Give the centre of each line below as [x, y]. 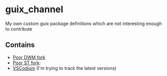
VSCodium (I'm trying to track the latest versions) [64, 68]
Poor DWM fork [29, 57]
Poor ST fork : [26, 63]
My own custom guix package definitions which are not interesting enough [83, 23]
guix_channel [34, 9]
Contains [20, 45]
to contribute [19, 29]
